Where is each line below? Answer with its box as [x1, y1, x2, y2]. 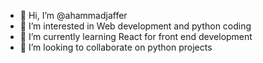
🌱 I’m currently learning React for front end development [19, 31, 253, 42]
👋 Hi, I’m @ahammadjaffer [19, 10, 128, 21]
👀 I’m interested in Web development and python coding [19, 20, 252, 32]
